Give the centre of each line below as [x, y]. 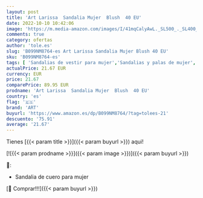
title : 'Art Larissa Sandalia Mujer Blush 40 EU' [74, 18]
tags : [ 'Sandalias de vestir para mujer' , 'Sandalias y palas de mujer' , [101, 62]
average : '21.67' [28, 125]
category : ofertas [29, 40]
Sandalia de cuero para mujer [52, 177]
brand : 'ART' [23, 107]
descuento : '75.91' [31, 119]
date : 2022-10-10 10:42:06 [40, 23]
